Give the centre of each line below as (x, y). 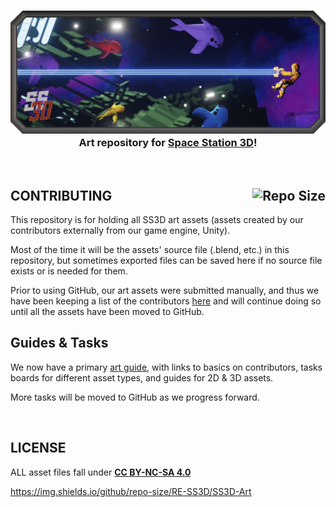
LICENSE (38, 448)
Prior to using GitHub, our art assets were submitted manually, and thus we (165, 290)
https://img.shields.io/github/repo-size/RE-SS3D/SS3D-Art (131, 491)
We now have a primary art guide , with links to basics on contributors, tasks (166, 367)
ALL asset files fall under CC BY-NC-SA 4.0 (101, 472)
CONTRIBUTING (61, 195)
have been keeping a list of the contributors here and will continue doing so (166, 301)
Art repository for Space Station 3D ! (168, 142)
